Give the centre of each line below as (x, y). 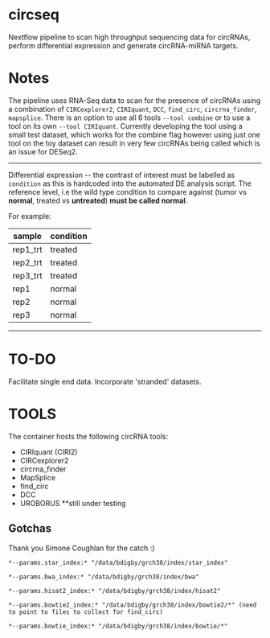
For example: (30, 216)
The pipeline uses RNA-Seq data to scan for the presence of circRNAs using (135, 100)
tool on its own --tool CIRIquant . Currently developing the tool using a (125, 126)
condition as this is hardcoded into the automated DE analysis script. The (130, 183)
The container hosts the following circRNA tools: (88, 436)
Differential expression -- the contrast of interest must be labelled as (122, 175)
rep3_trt (27, 275)
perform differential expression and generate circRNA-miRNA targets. (123, 45)
